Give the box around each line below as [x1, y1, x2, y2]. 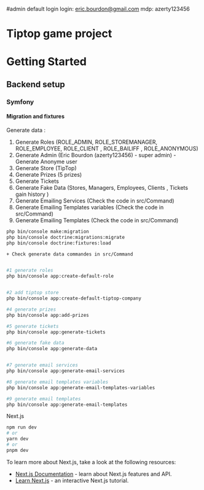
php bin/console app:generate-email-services [6, 368, 125, 374]
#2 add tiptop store [6, 290, 60, 296]
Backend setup [6, 79, 66, 90]
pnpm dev [6, 447, 29, 453]
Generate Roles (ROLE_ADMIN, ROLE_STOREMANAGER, [15, 138, 158, 146]
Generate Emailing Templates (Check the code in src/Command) [15, 216, 179, 224]
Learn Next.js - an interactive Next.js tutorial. [15, 476, 129, 484]
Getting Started [6, 55, 87, 69]
